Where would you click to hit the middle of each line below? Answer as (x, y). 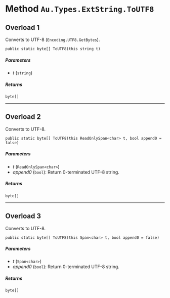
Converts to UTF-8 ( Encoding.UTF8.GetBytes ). (53, 39)
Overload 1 (23, 28)
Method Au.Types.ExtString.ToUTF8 (80, 9)
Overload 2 (23, 117)
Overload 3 (23, 216)
